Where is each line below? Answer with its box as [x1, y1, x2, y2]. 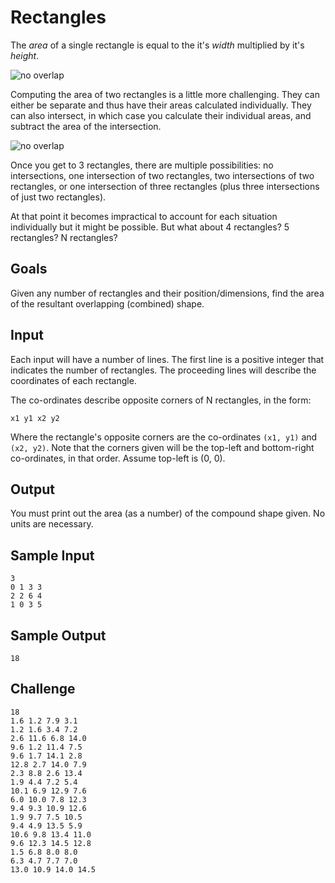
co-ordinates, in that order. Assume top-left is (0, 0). [10, 452, 226, 464]
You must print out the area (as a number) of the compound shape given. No [10, 507, 326, 520]
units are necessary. [10, 518, 94, 530]
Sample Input [10, 547, 95, 564]
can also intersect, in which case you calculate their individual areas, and [10, 109, 312, 121]
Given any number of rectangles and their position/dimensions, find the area [10, 287, 325, 299]
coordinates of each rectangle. [10, 374, 137, 386]
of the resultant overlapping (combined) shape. [10, 297, 205, 310]
